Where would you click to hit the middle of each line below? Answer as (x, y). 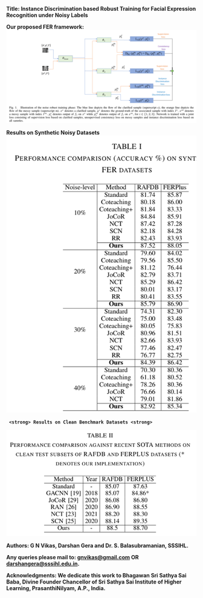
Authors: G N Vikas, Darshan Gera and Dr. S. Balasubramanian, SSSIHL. (98, 545)
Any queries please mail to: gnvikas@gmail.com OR (72, 558)
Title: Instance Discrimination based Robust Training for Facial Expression (101, 9)
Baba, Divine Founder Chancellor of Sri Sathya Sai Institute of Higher (94, 582)
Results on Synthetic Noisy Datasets (53, 133)
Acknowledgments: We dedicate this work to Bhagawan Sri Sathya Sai (96, 576)
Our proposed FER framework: (45, 27)
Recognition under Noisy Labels (47, 15)
